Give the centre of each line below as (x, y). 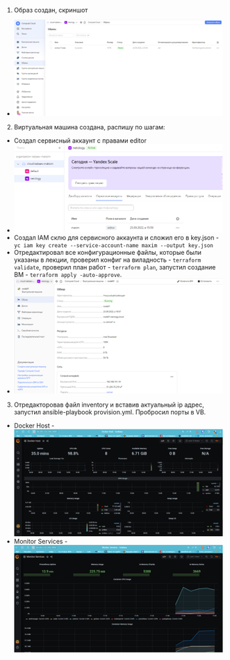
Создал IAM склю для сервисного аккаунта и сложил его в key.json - (116, 237)
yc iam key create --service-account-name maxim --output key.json (113, 245)
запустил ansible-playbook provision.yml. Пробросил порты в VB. (110, 412)
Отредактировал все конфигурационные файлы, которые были (107, 252)
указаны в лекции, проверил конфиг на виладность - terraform (107, 260)
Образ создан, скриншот (51, 10)
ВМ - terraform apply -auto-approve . (68, 274)
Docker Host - (34, 426)
